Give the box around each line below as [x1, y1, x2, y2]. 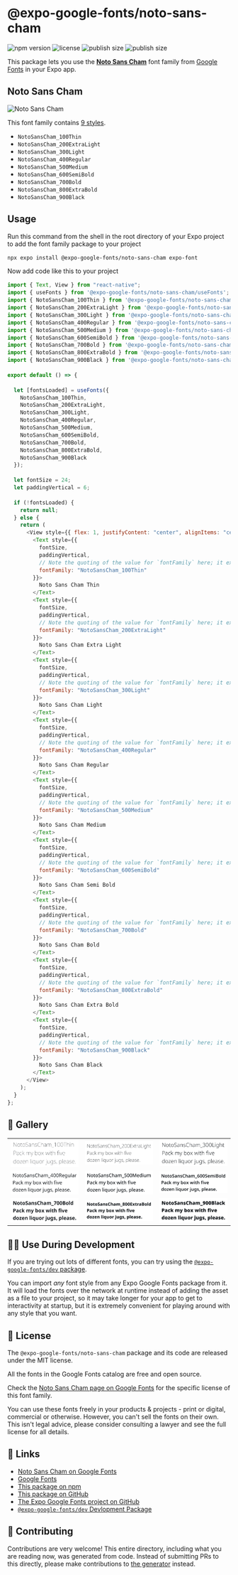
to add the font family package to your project [7, 240, 142, 248]
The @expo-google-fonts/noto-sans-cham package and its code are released [7, 1349, 228, 1357]
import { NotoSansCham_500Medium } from [7, 326, 129, 333]
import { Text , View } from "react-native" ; [7, 282, 141, 289]
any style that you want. [7, 1309, 78, 1318]
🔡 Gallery [7, 1118, 49, 1131]
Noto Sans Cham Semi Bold [38, 882, 115, 889]
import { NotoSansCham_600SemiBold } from [7, 334, 135, 341]
